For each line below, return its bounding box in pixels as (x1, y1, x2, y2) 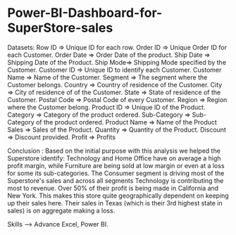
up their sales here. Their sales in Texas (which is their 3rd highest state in (7, 198, 223, 207)
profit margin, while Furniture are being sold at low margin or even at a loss (7, 161, 225, 170)
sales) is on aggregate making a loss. (7, 206, 116, 215)
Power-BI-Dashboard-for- (7, 5, 163, 21)
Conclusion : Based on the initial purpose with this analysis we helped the (7, 146, 221, 155)
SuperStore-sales (7, 20, 113, 36)
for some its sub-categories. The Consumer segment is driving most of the (7, 169, 225, 177)
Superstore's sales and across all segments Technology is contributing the (7, 176, 224, 184)
